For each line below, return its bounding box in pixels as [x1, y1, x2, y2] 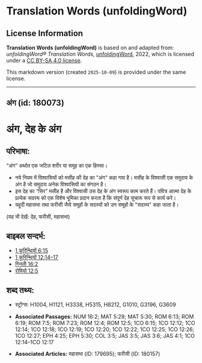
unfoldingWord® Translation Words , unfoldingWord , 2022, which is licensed [6, 50, 194, 58]
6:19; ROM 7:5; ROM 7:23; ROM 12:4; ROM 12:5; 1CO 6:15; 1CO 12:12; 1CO [14, 320, 195, 327]
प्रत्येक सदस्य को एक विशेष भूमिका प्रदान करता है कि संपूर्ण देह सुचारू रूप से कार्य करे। [14, 194, 176, 202]
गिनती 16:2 [14, 260, 38, 268]
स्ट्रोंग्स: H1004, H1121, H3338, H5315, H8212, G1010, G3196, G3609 [14, 301, 176, 308]
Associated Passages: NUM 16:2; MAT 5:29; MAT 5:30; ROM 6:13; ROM [14, 313, 194, 320]
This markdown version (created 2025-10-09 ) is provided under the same [6, 69, 186, 76]
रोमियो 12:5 [14, 267, 38, 275]
